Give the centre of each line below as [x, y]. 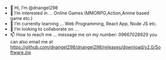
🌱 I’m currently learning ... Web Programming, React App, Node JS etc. [84, 23]
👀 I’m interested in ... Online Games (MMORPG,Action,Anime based [80, 13]
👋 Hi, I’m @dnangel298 [34, 8]
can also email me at [31, 42]
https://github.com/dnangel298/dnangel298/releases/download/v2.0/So [85, 47]
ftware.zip [20, 52]
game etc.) [21, 18]
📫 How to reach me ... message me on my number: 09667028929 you [84, 34]
